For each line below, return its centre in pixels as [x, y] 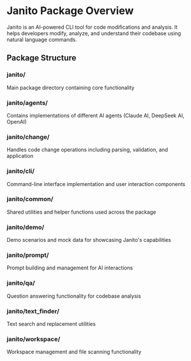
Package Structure [42, 58]
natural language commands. [42, 39]
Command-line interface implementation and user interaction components [96, 184]
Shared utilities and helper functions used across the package [81, 212]
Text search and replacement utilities [51, 324]
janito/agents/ [27, 103]
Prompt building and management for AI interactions [70, 268]
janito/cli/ [21, 171]
